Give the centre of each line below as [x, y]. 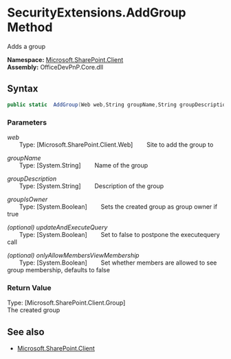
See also [26, 332]
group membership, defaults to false [58, 269]
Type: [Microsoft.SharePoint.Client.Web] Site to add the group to [117, 144]
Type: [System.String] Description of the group [92, 186]
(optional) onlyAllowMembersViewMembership [73, 255]
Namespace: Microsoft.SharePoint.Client [65, 59]
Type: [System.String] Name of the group [84, 165]
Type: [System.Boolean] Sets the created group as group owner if [119, 206]
